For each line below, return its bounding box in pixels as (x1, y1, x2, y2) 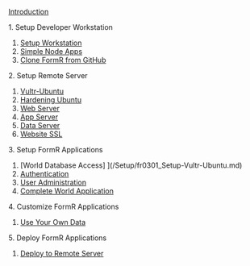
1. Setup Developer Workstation (8, 23, 113, 31)
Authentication (19, 169, 69, 178)
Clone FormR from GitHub (19, 56, 106, 64)
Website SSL (19, 129, 63, 139)
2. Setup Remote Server (8, 71, 88, 80)
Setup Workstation (19, 38, 82, 48)
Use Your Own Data (19, 218, 86, 227)
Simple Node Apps (19, 47, 83, 56)
